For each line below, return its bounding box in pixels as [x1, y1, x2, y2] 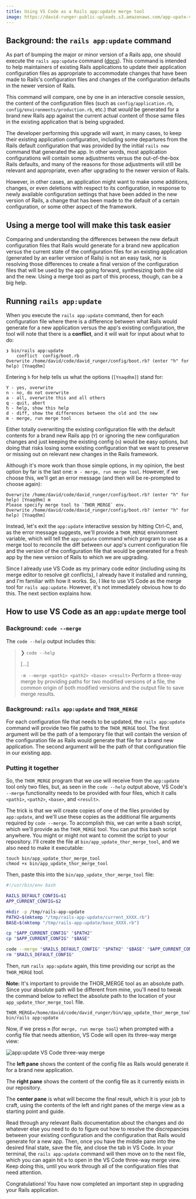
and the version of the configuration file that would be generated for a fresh [6, 547, 188, 554]
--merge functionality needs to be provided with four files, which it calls [6, 790, 177, 797]
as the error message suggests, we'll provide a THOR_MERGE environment [6, 529, 178, 536]
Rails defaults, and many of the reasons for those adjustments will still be [6, 161, 181, 168]
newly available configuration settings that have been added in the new [6, 191, 177, 198]
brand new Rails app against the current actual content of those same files [6, 112, 185, 119]
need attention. [6, 1169, 43, 1176]
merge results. [20, 690, 55, 697]
